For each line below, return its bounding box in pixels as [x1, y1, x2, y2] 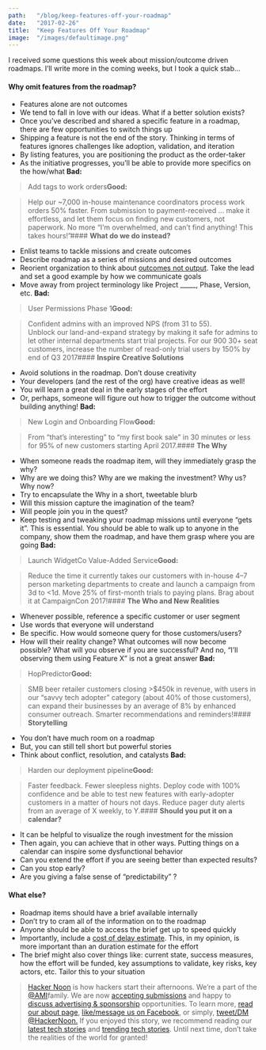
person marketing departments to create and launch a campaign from [27, 580, 256, 589]
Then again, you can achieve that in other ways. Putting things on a [19, 839, 240, 848]
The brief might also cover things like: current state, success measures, [19, 949, 254, 959]
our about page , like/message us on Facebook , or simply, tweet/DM [27, 1007, 249, 1017]
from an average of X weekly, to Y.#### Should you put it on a [27, 806, 233, 816]
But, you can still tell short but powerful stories [19, 742, 172, 751]
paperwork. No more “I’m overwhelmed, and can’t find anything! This [27, 223, 253, 232]
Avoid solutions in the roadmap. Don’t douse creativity [19, 368, 196, 378]
